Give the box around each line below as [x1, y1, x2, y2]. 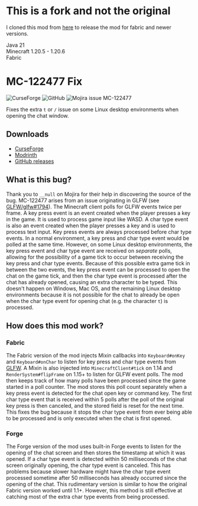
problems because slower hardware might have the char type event [6, 468, 171, 475]
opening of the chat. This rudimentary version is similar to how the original [6, 481, 187, 488]
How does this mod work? [6, 321, 104, 331]
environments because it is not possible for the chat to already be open [6, 291, 180, 298]
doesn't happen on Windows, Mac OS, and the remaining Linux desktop [6, 285, 181, 292]
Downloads [6, 129, 49, 140]
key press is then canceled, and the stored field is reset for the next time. [6, 402, 184, 410]
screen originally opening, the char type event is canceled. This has [6, 462, 171, 469]
